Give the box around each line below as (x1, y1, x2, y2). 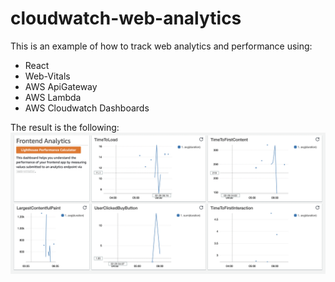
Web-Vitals (24, 70, 71, 82)
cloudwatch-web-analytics (10, 7, 242, 30)
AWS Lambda (24, 91, 82, 103)
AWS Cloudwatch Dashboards (24, 102, 150, 114)
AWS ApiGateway (24, 80, 98, 92)
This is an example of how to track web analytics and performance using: (10, 40, 313, 52)
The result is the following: (10, 121, 120, 133)
